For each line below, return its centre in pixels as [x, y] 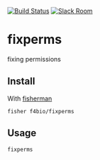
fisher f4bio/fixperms [41, 111]
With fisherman [30, 98]
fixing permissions [34, 59]
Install [21, 81]
